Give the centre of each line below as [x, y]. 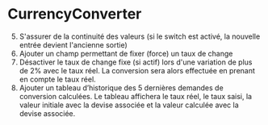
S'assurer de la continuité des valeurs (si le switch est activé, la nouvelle [140, 36]
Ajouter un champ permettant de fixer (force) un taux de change [126, 53]
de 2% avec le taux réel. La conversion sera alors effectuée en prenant [137, 70]
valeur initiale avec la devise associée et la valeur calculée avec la [129, 105]
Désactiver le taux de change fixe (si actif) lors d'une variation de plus [136, 62]
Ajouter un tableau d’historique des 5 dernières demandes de [121, 87]
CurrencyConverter [75, 14]
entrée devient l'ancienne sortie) [73, 44]
